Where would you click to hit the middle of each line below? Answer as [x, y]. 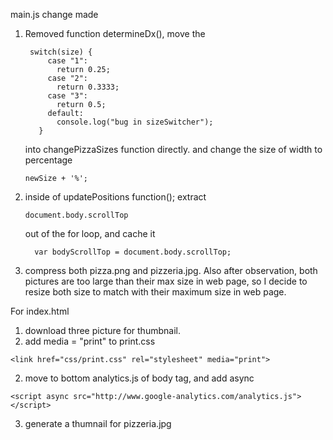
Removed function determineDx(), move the [115, 33]
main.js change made [54, 14]
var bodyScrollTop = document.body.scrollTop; [133, 252]
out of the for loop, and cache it [90, 233]
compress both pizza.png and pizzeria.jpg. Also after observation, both [171, 270]
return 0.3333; [88, 87]
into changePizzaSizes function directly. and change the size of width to [173, 149]
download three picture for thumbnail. [102, 330]
